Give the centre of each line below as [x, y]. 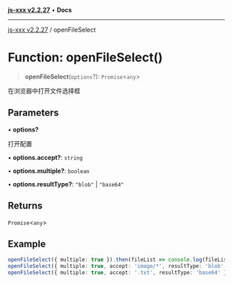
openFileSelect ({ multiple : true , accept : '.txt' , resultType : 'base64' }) [119, 273]
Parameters [33, 113]
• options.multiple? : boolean [49, 171]
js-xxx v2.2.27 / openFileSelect [52, 30]
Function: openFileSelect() [85, 57]
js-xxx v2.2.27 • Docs [40, 10]
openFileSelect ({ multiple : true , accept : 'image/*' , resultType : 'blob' [116, 266]
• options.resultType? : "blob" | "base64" [66, 184]
